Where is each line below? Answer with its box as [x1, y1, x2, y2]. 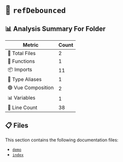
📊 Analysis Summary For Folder [5, 25, 106, 33]
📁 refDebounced [5, 4, 66, 16]
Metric [23, 42, 39, 48]
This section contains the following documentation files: [5, 137, 119, 143]
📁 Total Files [7, 50, 36, 56]
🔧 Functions [7, 58, 35, 64]
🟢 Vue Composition [7, 84, 54, 91]
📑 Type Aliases [7, 76, 42, 82]
